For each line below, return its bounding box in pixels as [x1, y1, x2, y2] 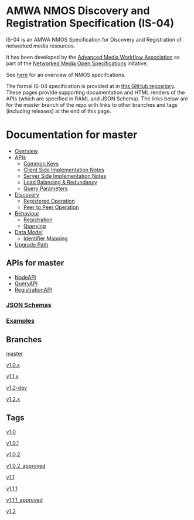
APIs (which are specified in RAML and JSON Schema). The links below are [6, 95, 189, 102]
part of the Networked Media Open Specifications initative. [6, 60, 148, 67]
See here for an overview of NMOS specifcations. [6, 71, 126, 78]
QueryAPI [14, 280, 38, 287]
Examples [6, 316, 35, 325]
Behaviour [14, 210, 40, 217]
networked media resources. [6, 42, 76, 49]
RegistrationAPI [14, 286, 52, 293]
